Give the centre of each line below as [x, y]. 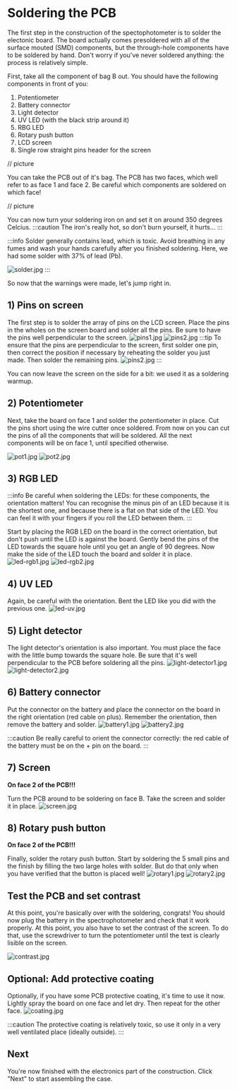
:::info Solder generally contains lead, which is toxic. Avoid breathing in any [116, 241]
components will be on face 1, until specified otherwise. [88, 443]
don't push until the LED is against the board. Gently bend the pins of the [113, 539]
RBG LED [31, 127]
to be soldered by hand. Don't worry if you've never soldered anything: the [116, 55]
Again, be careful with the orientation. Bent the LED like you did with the [112, 601]
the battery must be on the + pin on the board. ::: [78, 745]
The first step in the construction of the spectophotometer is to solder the [114, 32]
